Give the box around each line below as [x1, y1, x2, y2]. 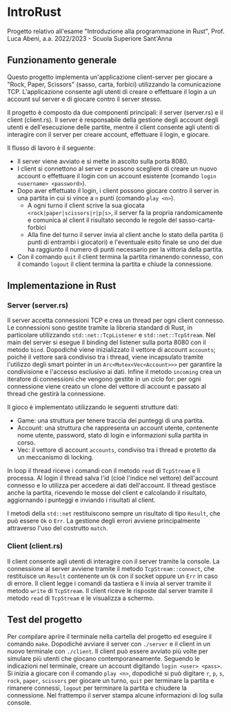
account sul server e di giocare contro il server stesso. [7, 95, 162, 103]
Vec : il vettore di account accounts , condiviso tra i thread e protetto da [17, 446, 217, 454]
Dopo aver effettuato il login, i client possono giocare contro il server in [17, 186, 219, 194]
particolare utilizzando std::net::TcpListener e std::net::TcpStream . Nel [7, 331, 216, 339]
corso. [17, 438, 36, 447]
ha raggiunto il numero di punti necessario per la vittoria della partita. [27, 245, 224, 253]
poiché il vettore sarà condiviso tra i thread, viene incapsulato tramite [7, 353, 203, 362]
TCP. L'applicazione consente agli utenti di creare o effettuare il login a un [7, 87, 217, 95]
